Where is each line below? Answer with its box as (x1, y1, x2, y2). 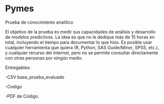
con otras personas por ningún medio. (5, 55, 83, 61)
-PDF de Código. (5, 93, 40, 99)
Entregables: (5, 65, 31, 70)
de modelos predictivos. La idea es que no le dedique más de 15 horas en (5, 34, 155, 40)
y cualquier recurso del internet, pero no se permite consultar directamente (5, 50, 159, 56)
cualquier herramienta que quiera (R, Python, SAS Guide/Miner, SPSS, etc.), (5, 44, 159, 50)
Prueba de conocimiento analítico (5, 19, 74, 25)
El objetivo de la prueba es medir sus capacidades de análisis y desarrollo (5, 29, 156, 35)
